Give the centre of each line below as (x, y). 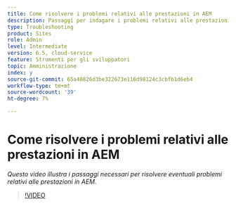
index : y (20, 72)
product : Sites (29, 33)
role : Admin (25, 40)
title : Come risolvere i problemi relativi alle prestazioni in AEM (110, 14)
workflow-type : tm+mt (39, 86)
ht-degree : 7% (28, 99)
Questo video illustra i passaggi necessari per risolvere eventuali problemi (115, 174)
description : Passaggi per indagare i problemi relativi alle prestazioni (119, 20)
